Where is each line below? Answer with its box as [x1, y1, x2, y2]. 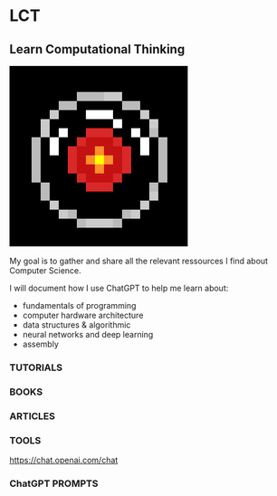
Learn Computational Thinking [9, 42, 186, 57]
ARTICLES [9, 409, 56, 422]
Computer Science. [9, 265, 81, 276]
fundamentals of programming [22, 300, 137, 310]
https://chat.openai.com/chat [9, 454, 119, 466]
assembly [22, 339, 59, 349]
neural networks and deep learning [22, 329, 154, 339]
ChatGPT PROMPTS [9, 477, 99, 490]
